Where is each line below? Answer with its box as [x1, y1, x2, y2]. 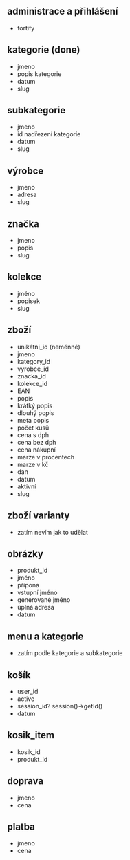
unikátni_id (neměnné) [17, 342, 80, 351]
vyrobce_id [17, 365, 50, 373]
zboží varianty [7, 510, 70, 522]
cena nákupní [17, 446, 56, 454]
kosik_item [7, 729, 55, 741]
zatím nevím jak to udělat [17, 528, 88, 536]
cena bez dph [17, 438, 56, 446]
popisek [17, 297, 40, 305]
